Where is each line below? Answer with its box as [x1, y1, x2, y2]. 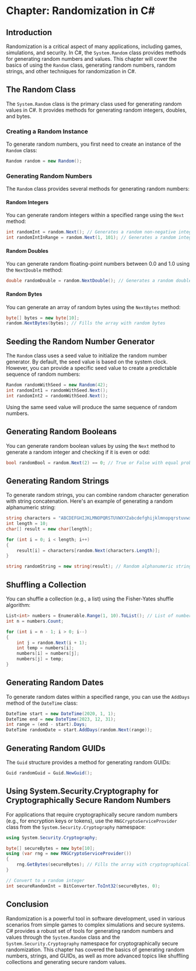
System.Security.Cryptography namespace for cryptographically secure [6, 939, 178, 946]
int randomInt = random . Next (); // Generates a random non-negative [6, 229, 176, 235]
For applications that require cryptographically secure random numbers [6, 811, 178, 818]
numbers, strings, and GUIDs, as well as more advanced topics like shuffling [6, 952, 190, 959]
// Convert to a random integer [6, 877, 85, 883]
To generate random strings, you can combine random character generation [6, 492, 189, 499]
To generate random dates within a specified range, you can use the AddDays [6, 693, 190, 700]
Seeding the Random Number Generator [6, 337, 155, 346]
